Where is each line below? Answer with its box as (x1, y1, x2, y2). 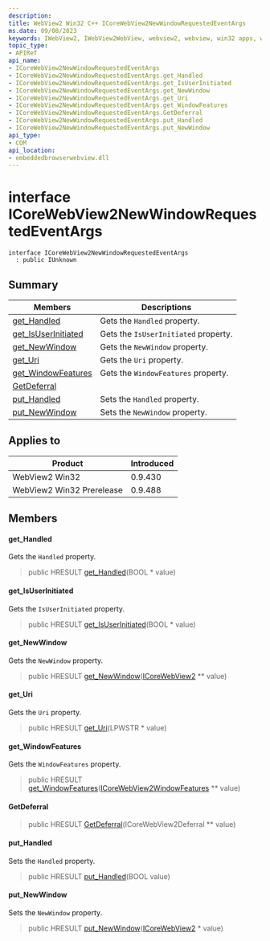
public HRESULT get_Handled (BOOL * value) (27, 567, 177, 577)
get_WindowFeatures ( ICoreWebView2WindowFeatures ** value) (27, 783, 241, 793)
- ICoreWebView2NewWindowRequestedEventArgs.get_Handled (8, 72, 203, 80)
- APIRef (8, 49, 38, 57)
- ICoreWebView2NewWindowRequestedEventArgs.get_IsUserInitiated (8, 79, 231, 87)
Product (51, 457, 84, 468)
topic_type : (8, 42, 48, 50)
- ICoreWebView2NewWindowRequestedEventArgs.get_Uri (8, 94, 189, 102)
